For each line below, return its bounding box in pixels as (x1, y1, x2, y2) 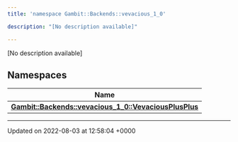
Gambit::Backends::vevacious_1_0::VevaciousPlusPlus (11, 102, 199, 112)
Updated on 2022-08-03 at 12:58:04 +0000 (7, 126, 136, 135)
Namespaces (7, 69, 67, 81)
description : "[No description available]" (7, 23, 138, 30)
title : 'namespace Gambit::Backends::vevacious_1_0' (7, 10, 166, 18)
